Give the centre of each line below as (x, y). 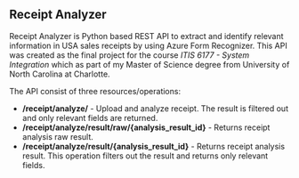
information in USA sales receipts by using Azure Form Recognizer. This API (148, 45)
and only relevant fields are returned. (90, 117)
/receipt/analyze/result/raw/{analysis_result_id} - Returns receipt (146, 127)
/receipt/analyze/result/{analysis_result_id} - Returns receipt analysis (154, 146)
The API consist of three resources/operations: (95, 91)
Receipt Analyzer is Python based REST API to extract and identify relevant (146, 36)
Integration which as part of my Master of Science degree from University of (149, 64)
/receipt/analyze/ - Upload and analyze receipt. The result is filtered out (155, 108)
